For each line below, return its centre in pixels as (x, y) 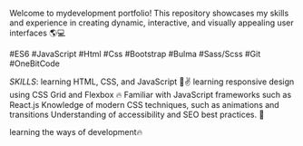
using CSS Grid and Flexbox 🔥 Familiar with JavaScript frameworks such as (151, 95)
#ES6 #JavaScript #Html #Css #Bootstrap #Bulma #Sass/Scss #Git (135, 54)
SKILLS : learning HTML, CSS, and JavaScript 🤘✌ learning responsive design (152, 82)
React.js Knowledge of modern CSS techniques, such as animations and (144, 105)
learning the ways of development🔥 (76, 132)
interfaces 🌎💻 (38, 33)
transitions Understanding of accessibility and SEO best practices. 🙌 (137, 114)
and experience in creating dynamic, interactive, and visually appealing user (152, 23)
